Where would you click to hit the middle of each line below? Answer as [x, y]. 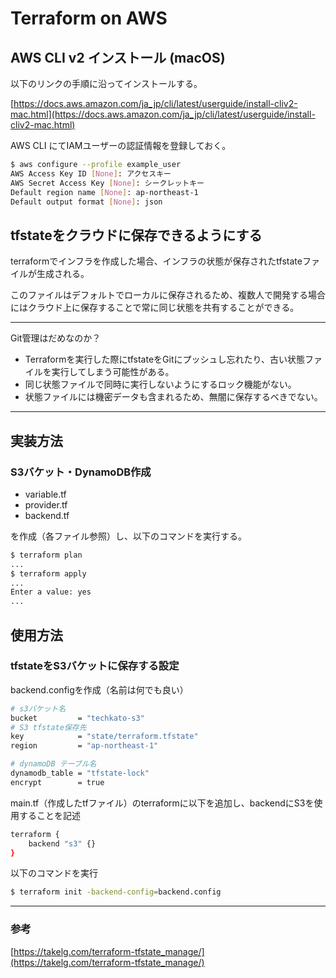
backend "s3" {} [62, 843]
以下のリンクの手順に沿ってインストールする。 [106, 83]
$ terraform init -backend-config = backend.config [116, 892]
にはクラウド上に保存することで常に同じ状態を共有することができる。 [155, 308]
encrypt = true [57, 782]
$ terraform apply [48, 573]
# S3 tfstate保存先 [48, 727]
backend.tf [47, 515]
